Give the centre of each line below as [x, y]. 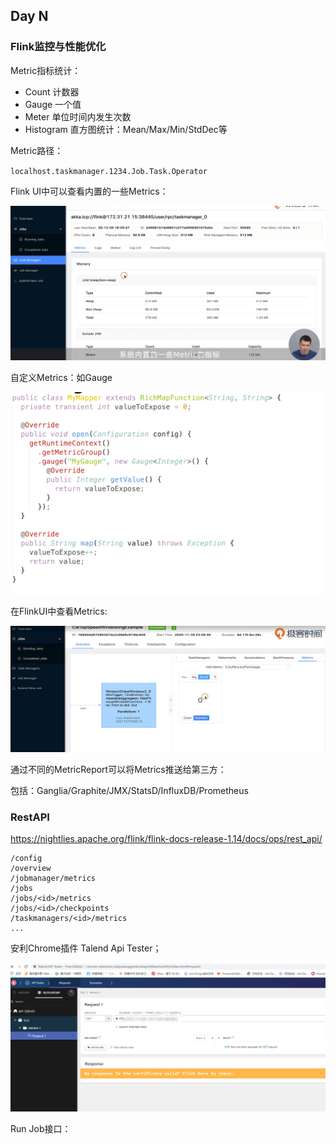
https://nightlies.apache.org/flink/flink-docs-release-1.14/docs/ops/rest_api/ [166, 839]
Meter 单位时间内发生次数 [78, 116]
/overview [31, 869]
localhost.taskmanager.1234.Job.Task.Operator [109, 171]
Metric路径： [37, 150]
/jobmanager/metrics [53, 879]
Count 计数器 [52, 91]
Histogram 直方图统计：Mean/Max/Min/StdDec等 [126, 129]
